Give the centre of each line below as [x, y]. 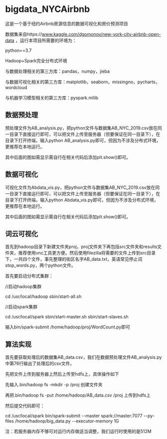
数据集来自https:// [24, 34]
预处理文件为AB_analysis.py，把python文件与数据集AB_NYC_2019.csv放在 [82, 128]
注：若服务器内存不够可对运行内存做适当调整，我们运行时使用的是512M [79, 432]
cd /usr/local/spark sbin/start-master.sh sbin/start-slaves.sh [67, 317]
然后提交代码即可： [25, 406]
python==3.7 [18, 50]
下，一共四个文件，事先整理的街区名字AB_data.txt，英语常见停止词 [74, 259]
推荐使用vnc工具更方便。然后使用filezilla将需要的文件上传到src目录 [87, 253]
